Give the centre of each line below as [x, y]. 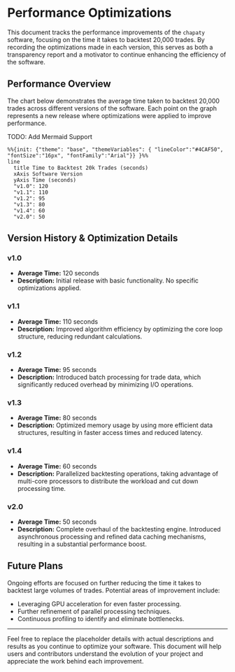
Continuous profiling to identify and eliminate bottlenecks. [101, 619]
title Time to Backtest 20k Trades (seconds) [81, 168]
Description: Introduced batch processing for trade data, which [109, 377]
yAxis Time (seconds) [45, 180]
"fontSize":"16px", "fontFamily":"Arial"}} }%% [78, 155]
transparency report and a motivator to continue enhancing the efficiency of [117, 55]
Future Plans [35, 566]
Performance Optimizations [90, 13]
